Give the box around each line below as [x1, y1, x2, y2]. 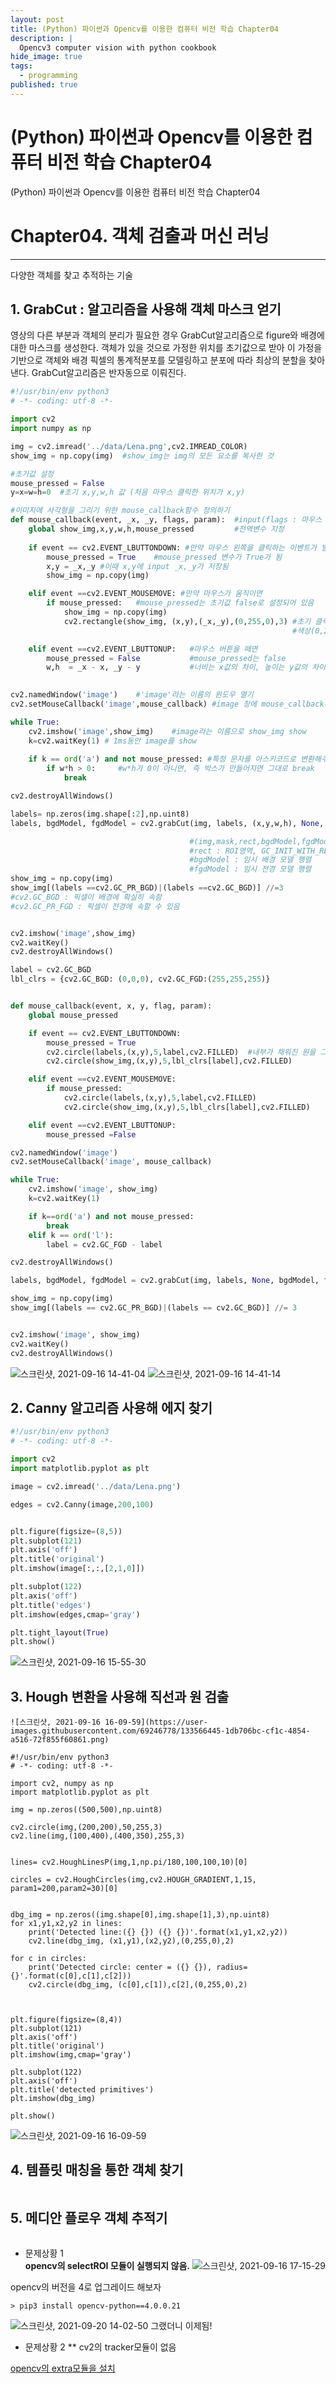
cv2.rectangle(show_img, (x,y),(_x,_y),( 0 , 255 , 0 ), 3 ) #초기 [63, 616, 312, 626]
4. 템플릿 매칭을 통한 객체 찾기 [10, 2162, 184, 2179]
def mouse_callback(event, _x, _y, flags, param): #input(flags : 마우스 [10, 515, 323, 525]
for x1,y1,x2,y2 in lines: [10, 1919, 123, 1929]
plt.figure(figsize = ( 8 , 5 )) [10, 1526, 123, 1536]
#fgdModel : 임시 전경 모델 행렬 [189, 864, 312, 875]
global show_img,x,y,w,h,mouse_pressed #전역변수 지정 [28, 524, 285, 535]
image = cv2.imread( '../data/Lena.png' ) [10, 1481, 182, 1491]
